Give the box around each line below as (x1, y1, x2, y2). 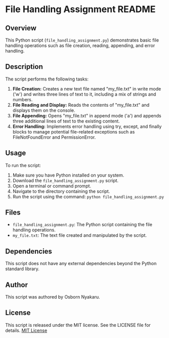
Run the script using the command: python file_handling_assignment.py (12, 193, 164, 199)
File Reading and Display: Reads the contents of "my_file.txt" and (12, 102, 150, 108)
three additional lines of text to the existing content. (12, 118, 120, 124)
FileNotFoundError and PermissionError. (12, 134, 96, 140)
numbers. (12, 96, 33, 102)
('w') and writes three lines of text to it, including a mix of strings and (12, 91, 156, 97)
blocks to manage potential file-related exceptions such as (12, 129, 135, 135)
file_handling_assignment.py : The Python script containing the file (12, 222, 153, 228)
